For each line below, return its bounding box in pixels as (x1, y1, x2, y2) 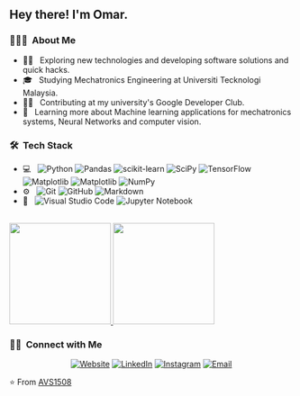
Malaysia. (22, 87, 59, 98)
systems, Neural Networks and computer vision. (22, 116, 202, 127)
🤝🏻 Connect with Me (9, 337, 103, 350)
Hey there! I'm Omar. (9, 7, 129, 22)
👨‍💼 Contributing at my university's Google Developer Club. (22, 96, 245, 107)
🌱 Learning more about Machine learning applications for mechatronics (22, 106, 292, 117)
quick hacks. (22, 64, 70, 75)
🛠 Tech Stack (9, 139, 74, 151)
